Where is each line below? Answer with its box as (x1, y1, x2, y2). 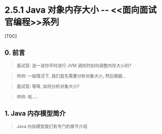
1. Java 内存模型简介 (4, 110, 66, 118)
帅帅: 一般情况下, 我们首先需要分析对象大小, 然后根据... (16, 73, 126, 79)
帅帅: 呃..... (16, 93, 39, 99)
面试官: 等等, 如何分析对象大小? (16, 83, 80, 89)
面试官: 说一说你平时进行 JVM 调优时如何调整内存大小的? (16, 62, 132, 68)
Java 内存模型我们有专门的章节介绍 (16, 123, 88, 129)
